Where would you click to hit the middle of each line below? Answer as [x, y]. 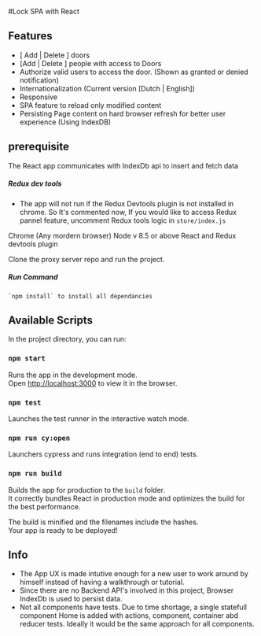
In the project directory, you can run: [67, 339]
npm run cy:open [39, 438]
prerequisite [39, 147]
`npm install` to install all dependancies [81, 296]
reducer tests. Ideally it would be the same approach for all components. [137, 624]
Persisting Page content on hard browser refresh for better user [123, 113]
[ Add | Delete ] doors [55, 55]
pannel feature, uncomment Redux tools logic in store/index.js [123, 220]
